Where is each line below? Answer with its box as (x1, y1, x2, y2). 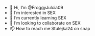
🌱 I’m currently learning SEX (9, 15, 67, 20)
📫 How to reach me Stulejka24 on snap (9, 26, 91, 31)
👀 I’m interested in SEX (9, 10, 56, 16)
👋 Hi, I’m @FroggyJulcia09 (9, 5, 64, 10)
